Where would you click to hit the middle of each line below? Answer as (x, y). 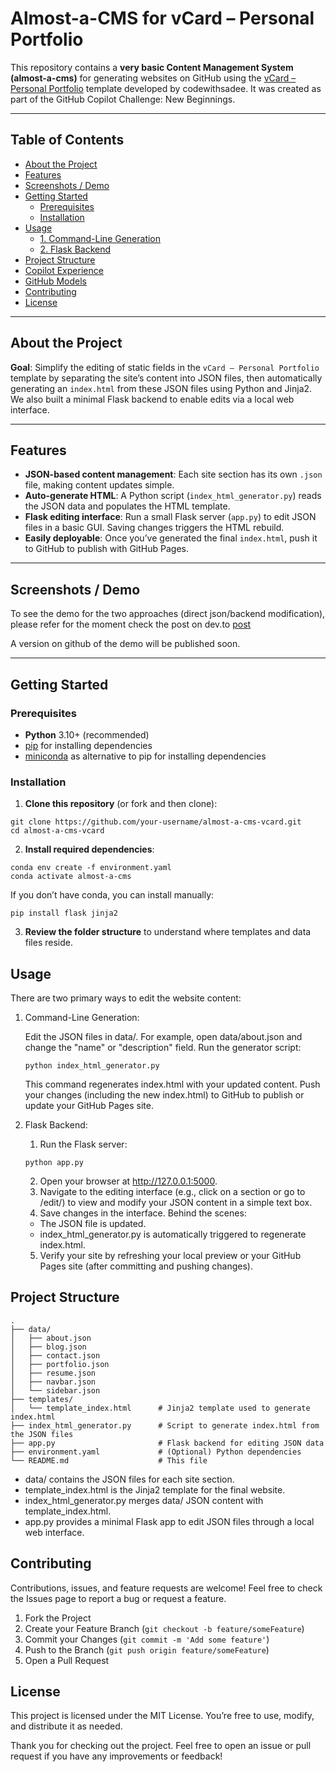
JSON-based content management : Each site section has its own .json (173, 474)
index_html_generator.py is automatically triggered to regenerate (173, 1234)
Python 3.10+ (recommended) (87, 734)
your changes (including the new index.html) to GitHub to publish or (164, 1094)
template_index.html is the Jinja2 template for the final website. (155, 1489)
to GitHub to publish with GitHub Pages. (106, 549)
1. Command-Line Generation (100, 238)
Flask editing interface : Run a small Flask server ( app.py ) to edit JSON (170, 517)
